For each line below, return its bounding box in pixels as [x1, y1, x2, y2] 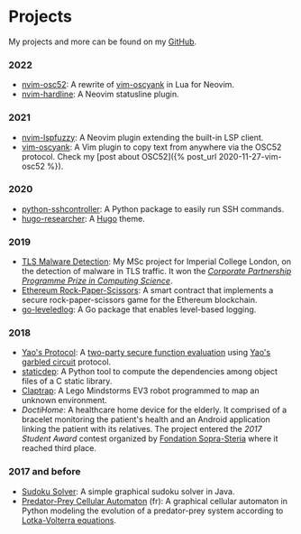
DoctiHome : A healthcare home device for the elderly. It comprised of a [21, 404, 287, 416]
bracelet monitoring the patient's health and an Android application [21, 414, 271, 425]
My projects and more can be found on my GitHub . [8, 36, 197, 47]
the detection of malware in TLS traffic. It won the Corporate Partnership [21, 266, 292, 277]
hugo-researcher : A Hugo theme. [21, 213, 145, 224]
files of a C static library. [21, 376, 113, 387]
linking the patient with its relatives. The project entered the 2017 [21, 424, 262, 435]
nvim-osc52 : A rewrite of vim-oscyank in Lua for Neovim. [21, 79, 235, 90]
